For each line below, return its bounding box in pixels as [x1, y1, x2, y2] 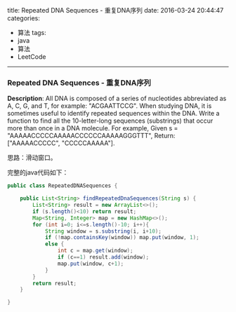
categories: [7, 14, 40, 22]
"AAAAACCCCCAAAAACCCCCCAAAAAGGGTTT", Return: [7, 132, 176, 140]
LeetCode [17, 53, 46, 61]
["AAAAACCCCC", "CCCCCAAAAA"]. [7, 139, 115, 147]
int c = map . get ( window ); [57, 247, 133, 255]
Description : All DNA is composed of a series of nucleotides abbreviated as [7, 94, 227, 103]
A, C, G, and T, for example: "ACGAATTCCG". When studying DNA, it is [7, 102, 212, 110]
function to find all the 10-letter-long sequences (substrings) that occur [7, 116, 214, 125]
